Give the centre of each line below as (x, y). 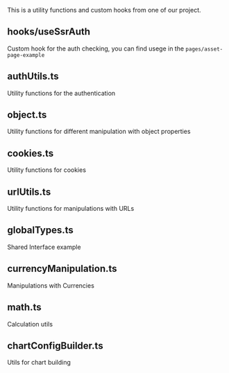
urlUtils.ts (29, 192)
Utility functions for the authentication (61, 93)
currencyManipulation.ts (62, 269)
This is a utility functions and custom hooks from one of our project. (104, 10)
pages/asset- (204, 49)
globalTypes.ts (41, 231)
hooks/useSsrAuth (49, 32)
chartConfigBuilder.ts (55, 346)
